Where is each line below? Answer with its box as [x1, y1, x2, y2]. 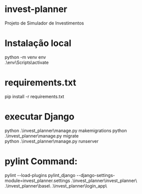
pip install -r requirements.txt [4, 93, 64, 99]
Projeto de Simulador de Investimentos [4, 20, 84, 26]
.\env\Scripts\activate [4, 59, 49, 65]
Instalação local [4, 37, 72, 49]
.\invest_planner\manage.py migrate [4, 132, 79, 138]
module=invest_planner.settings [4, 177, 70, 183]
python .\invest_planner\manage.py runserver [4, 138, 99, 144]
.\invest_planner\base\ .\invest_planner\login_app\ [4, 182, 108, 188]
